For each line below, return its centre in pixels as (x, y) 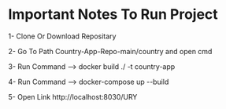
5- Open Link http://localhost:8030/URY (73, 96)
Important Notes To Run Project (113, 15)
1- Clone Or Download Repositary (62, 36)
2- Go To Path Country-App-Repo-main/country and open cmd (110, 51)
